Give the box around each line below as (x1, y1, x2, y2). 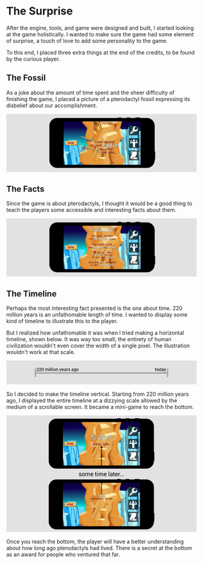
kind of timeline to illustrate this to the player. (6, 317, 118, 324)
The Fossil (6, 73, 47, 83)
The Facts (6, 183, 45, 194)
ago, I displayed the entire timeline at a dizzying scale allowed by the (6, 397, 178, 404)
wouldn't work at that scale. (6, 348, 76, 355)
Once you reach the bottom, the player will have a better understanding (6, 538, 184, 545)
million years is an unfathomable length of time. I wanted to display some (6, 310, 188, 318)
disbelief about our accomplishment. (6, 102, 98, 109)
